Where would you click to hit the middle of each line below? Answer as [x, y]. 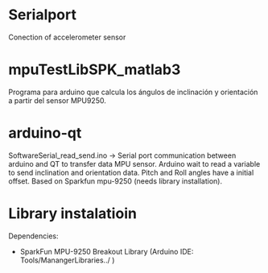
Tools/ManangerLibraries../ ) [67, 260]
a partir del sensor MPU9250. [57, 100]
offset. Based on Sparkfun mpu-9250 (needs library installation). [115, 181]
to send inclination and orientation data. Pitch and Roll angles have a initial [131, 172]
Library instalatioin [72, 213]
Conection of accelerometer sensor [67, 37]
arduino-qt [45, 133]
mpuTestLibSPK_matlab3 [95, 70]
